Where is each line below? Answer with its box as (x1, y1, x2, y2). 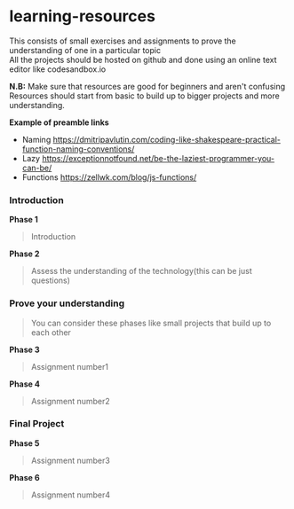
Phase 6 (9, 472, 40, 482)
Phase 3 (9, 344, 40, 355)
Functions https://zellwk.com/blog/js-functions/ (21, 171, 197, 183)
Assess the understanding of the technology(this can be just (30, 266, 253, 277)
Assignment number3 (30, 455, 111, 466)
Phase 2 (9, 248, 40, 259)
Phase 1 (9, 215, 38, 225)
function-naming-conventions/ (21, 144, 135, 154)
